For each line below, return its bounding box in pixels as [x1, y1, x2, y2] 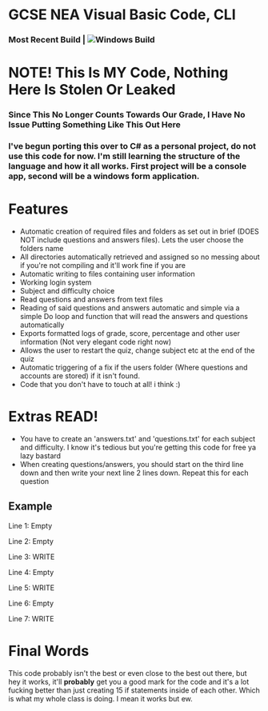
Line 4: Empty [8, 567, 54, 577]
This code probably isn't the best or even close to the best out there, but [8, 668, 247, 677]
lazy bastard [19, 451, 62, 461]
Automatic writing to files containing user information [19, 270, 195, 279]
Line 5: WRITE [8, 582, 54, 593]
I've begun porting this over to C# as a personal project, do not [8, 141, 257, 152]
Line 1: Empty [8, 521, 53, 530]
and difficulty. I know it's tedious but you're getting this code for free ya [19, 442, 257, 453]
